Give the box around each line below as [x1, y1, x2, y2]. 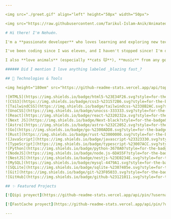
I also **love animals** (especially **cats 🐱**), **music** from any [5, 58, 160, 63]
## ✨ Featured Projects [5, 184, 57, 189]
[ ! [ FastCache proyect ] [5, 202, 53, 207]
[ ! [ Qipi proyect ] [5, 193, 42, 198]
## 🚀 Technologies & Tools [5, 76, 63, 81]
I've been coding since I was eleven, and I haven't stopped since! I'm [5, 49, 163, 54]
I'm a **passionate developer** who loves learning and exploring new [5, 39, 158, 45]
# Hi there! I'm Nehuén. [5, 30, 58, 35]
